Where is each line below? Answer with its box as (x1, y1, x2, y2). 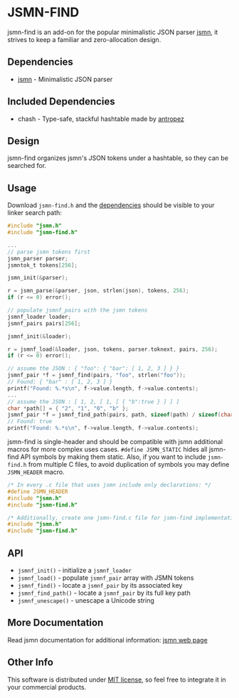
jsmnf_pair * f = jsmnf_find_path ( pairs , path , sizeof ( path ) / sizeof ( (7, 411, 221, 418)
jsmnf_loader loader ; (7, 313, 72, 320)
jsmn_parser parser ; (7, 255, 69, 262)
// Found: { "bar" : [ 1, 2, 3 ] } (7, 379, 113, 386)
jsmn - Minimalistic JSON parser (17, 75, 113, 83)
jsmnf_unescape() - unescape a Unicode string (17, 596, 154, 605)
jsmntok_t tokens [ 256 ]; (7, 261, 78, 269)
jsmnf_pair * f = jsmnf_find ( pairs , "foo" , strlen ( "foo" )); (7, 371, 186, 379)
